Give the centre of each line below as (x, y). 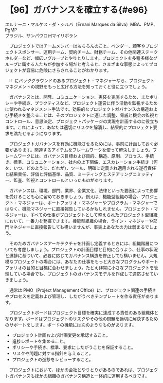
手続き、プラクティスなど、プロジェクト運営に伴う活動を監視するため (88, 103)
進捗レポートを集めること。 (40, 341)
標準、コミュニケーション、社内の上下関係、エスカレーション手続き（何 (86, 162)
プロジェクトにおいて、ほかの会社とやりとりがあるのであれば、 (73, 369)
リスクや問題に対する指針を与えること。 (53, 353)
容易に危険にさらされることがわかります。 (69, 70)
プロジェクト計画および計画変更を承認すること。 (61, 335)
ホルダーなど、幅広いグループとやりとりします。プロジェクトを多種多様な (79, 58)
